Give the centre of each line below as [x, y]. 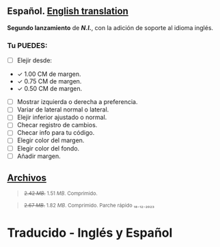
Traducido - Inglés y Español [90, 233]
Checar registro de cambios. [57, 125]
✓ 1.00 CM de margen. [49, 74]
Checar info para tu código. [56, 133]
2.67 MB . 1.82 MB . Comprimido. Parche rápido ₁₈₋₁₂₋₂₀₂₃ [89, 206]
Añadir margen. [39, 156]
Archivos [27, 178]
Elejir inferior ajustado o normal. [62, 117]
